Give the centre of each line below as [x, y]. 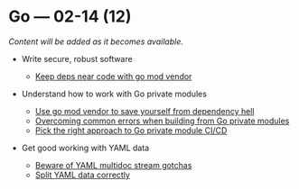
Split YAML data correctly [82, 175]
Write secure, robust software [77, 58]
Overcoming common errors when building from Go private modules [162, 121]
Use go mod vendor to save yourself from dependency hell [145, 111]
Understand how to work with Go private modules [114, 94]
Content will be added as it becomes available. [96, 41]
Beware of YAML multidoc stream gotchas [113, 165]
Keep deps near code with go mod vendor [113, 76]
